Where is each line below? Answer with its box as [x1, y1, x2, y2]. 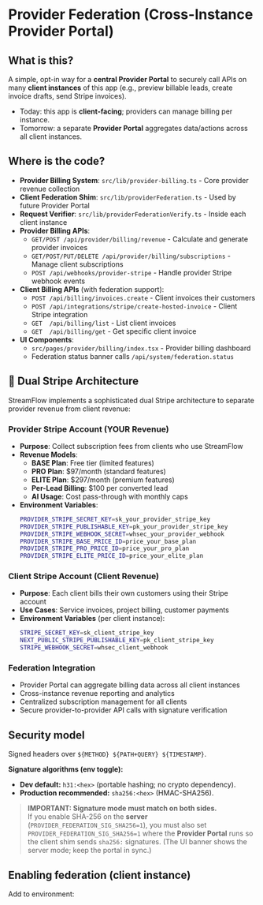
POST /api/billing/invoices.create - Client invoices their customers [31, 293, 256, 302]
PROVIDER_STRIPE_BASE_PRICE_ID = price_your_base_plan [19, 537, 197, 545]
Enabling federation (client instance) [8, 868, 191, 881]
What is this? [8, 54, 74, 67]
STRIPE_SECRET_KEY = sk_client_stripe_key [19, 629, 154, 637]
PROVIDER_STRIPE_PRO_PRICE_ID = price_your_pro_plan [19, 544, 190, 553]
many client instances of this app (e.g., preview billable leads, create [8, 83, 233, 92]
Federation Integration [8, 663, 96, 674]
